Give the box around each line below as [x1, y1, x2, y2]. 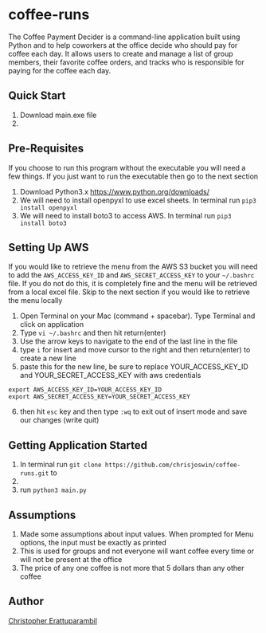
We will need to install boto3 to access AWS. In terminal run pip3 [19, 210, 232, 220]
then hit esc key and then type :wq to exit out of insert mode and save [19, 407, 248, 416]
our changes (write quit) [19, 415, 100, 425]
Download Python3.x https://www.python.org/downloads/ [19, 187, 209, 196]
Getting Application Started [8, 438, 147, 452]
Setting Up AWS [8, 241, 89, 254]
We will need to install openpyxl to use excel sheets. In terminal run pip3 [19, 195, 256, 205]
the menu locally [8, 296, 63, 305]
